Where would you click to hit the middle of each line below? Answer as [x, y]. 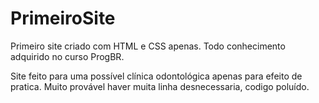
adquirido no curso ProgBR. [67, 56]
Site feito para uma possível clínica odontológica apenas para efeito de [156, 76]
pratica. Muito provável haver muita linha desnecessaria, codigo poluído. [160, 86]
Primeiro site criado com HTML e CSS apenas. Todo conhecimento [148, 46]
